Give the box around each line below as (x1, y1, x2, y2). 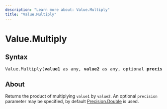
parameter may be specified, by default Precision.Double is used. (5, 99, 139, 105)
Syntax (5, 53, 28, 61)
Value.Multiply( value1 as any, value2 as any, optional (5, 66, 144, 72)
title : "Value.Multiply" (5, 12, 57, 17)
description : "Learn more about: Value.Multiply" (5, 7, 110, 12)
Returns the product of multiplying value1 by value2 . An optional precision (5, 93, 158, 99)
